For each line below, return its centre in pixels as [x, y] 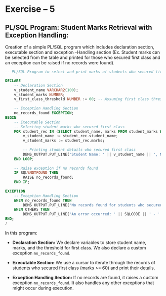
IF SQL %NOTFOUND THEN [36, 173]
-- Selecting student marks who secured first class [69, 127]
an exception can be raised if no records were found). [60, 63]
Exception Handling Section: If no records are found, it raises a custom [85, 277]
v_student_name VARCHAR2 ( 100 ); [46, 90]
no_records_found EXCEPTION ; [44, 113]
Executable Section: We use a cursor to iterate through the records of [84, 262]
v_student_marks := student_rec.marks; [64, 141]
